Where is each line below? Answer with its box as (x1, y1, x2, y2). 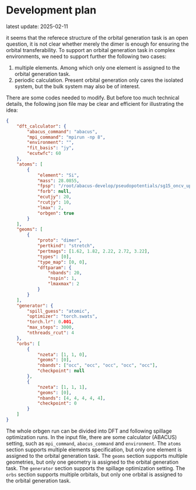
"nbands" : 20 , (47, 270, 82, 276)
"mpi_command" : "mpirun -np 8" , (27, 134, 106, 140)
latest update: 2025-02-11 (6, 23, 68, 30)
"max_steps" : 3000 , (27, 325, 75, 330)
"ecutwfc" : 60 (27, 150, 61, 157)
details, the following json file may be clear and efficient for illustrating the (6, 100, 184, 107)
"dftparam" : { (37, 264, 72, 271)
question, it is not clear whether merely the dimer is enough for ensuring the (6, 40, 189, 47)
